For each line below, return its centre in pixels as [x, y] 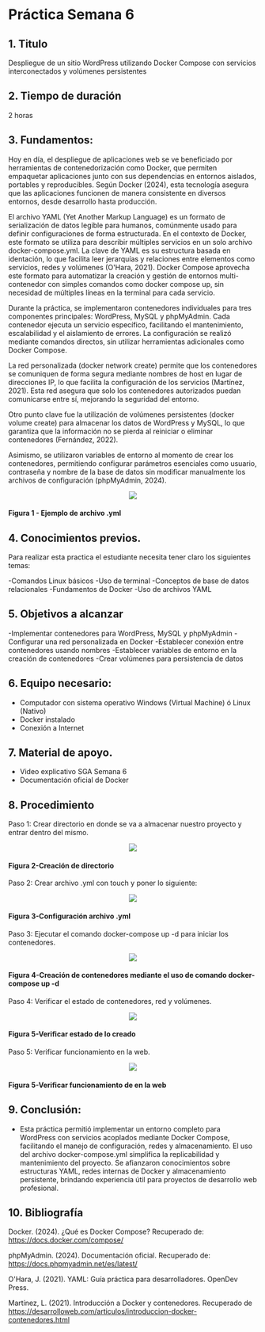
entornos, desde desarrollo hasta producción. [83, 201]
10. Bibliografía [46, 1213]
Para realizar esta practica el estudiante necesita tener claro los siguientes [130, 557]
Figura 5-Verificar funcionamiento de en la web [87, 1085]
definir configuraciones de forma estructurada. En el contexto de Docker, [127, 233]
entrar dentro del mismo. [49, 833]
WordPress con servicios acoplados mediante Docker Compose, [125, 1137]
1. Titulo [28, 44]
